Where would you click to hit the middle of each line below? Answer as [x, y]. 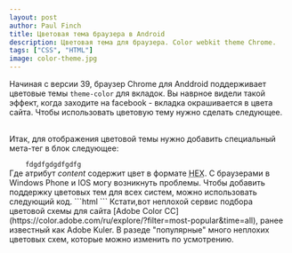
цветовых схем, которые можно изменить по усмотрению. [122, 239]
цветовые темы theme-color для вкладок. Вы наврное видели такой [137, 93]
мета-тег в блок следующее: [64, 148]
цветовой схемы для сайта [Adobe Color [86, 211]
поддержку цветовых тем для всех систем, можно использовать [134, 192]
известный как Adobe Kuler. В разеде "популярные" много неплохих [139, 230]
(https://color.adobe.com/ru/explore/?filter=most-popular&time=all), [134, 220]
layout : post [33, 17]
